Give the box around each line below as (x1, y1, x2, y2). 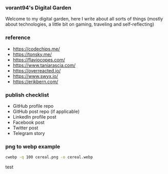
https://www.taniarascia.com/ (12, 62, 76, 68)
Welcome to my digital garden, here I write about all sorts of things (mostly (5, 16, 163, 22)
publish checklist (5, 91, 49, 99)
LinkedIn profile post (12, 113, 57, 120)
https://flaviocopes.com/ (12, 56, 65, 63)
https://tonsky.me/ (12, 51, 52, 57)
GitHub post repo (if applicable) (12, 108, 80, 114)
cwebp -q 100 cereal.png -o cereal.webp (5, 154, 94, 160)
